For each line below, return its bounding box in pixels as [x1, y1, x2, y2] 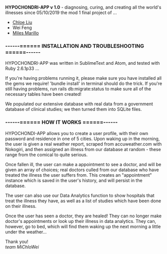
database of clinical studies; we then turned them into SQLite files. [5, 106, 142, 112]
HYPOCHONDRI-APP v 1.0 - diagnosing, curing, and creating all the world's [5, 5, 161, 10]
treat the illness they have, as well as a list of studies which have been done [5, 198, 161, 204]
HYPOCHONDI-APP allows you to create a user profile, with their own [5, 130, 148, 136]
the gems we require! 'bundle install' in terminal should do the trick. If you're [5, 80, 162, 87]
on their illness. [5, 203, 36, 209]
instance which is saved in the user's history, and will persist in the [5, 177, 142, 183]
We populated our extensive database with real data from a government [5, 101, 153, 107]
